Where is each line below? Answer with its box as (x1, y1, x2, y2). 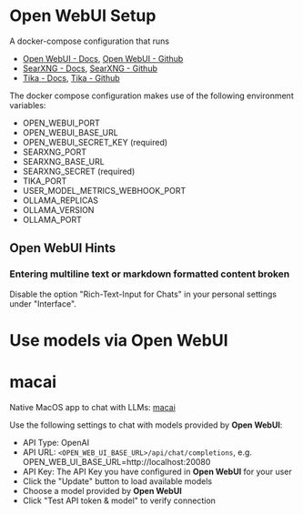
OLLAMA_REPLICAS (22, 195, 98, 206)
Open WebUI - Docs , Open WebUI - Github (22, 53, 184, 64)
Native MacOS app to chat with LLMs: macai (9, 401, 176, 412)
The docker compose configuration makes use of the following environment (9, 90, 294, 101)
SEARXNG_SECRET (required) (22, 166, 136, 177)
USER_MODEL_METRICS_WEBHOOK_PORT (22, 185, 187, 196)
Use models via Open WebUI (9, 329, 229, 350)
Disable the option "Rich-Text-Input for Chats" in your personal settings (9, 288, 278, 299)
